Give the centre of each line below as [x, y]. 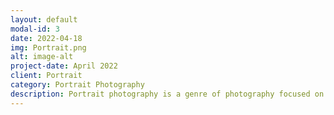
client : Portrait [46, 76]
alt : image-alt [42, 57]
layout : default [44, 19]
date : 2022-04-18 [46, 38]
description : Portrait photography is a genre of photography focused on [167, 94]
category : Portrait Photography [77, 85]
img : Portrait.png [48, 47]
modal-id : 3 [35, 29]
